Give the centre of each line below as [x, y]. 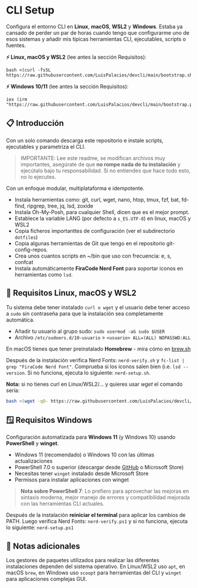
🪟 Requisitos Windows [49, 420]
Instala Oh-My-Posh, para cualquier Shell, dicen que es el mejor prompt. [102, 212]
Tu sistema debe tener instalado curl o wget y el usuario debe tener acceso [98, 307]
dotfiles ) [26, 237]
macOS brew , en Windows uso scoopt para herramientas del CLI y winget [94, 573]
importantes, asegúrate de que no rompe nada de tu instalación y [100, 164]
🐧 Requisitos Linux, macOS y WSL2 [71, 293]
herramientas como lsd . [44, 275]
